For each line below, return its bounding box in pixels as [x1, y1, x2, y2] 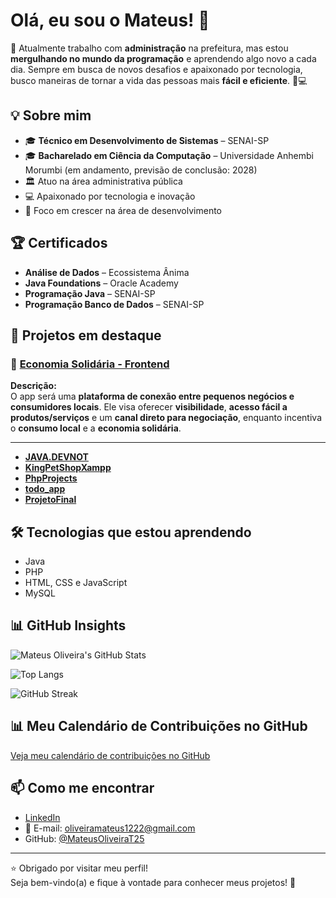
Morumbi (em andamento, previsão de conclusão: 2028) [24, 164, 258, 176]
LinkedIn [24, 811, 61, 823]
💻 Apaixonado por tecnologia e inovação [24, 190, 196, 202]
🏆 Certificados [10, 235, 108, 252]
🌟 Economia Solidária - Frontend [10, 357, 170, 371]
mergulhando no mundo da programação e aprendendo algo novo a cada [10, 52, 317, 64]
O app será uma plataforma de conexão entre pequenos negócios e [10, 390, 295, 403]
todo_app [24, 483, 66, 495]
